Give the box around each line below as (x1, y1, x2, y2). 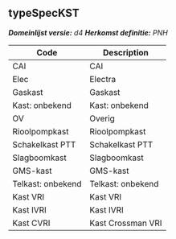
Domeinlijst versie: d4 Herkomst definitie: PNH (8, 27, 169, 37)
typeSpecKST (8, 6, 80, 20)
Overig (89, 113, 115, 124)
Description (103, 47, 149, 58)
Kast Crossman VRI (89, 217, 162, 229)
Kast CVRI (12, 217, 51, 229)
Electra (89, 73, 117, 84)
